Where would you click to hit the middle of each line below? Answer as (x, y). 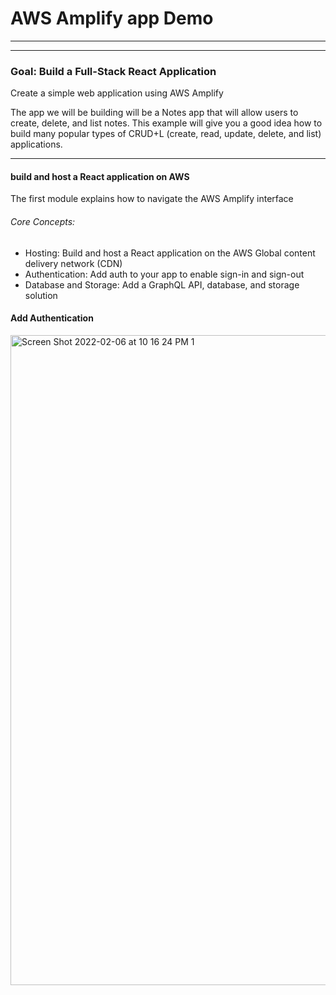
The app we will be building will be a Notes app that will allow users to (154, 113)
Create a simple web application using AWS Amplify (117, 93)
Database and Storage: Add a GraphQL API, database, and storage (162, 284)
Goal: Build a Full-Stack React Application (113, 71)
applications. (36, 144)
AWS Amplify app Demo (112, 18)
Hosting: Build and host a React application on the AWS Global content (170, 253)
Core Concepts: (43, 222)
